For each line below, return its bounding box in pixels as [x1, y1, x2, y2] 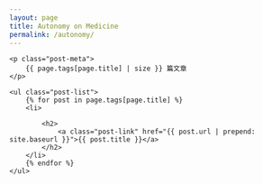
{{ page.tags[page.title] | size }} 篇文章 [25, 64, 187, 73]
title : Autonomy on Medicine [9, 22, 119, 31]
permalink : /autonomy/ [9, 30, 95, 39]
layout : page [9, 13, 59, 23]
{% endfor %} [25, 159, 75, 168]
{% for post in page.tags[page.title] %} [25, 96, 183, 105]
